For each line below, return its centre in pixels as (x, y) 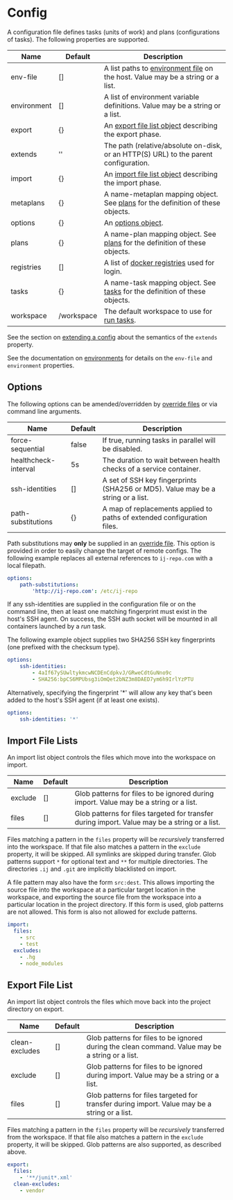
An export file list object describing (161, 125)
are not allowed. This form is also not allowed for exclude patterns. (102, 912)
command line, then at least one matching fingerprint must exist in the (107, 612)
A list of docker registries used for (159, 262)
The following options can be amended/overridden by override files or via (112, 403)
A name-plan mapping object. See (160, 234)
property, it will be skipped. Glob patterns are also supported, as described (114, 1144)
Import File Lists (43, 741)
